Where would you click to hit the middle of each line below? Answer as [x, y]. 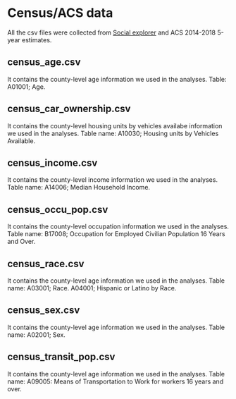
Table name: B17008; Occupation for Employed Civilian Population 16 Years [116, 234]
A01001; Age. [26, 87]
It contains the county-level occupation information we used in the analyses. [118, 226]
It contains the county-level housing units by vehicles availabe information [115, 125]
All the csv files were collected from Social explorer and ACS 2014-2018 [112, 32]
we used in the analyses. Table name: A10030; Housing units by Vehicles [113, 133]
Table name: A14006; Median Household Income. [79, 188]
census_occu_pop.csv [58, 209]
